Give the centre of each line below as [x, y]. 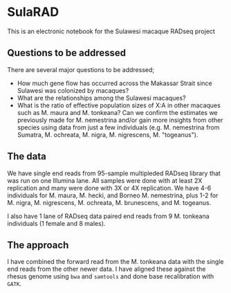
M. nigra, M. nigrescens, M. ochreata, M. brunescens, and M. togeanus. [109, 202]
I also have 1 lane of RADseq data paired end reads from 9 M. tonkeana [108, 216]
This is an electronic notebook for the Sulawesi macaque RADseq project [111, 31]
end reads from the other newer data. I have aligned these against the [107, 269]
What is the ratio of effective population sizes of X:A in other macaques [119, 105]
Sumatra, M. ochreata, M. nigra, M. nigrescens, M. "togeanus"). [108, 134]
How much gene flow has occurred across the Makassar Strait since [114, 83]
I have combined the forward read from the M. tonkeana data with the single [115, 262]
